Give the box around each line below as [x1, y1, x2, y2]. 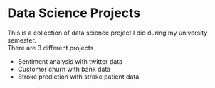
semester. [7, 35, 37, 44]
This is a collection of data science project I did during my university [7, 28, 208, 37]
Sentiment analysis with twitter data [17, 57, 123, 65]
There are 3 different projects [7, 43, 94, 52]
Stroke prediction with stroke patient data [17, 72, 140, 81]
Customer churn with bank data [17, 65, 111, 73]
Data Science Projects [7, 5, 141, 21]
